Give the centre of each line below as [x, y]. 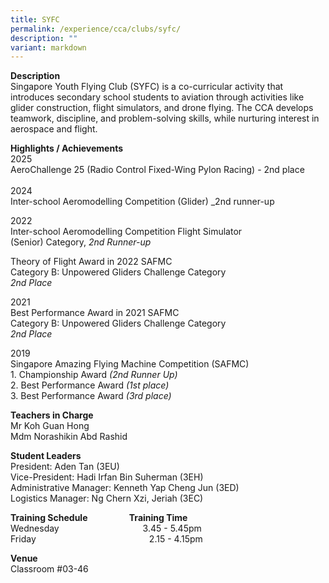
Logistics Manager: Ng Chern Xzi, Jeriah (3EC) [107, 498]
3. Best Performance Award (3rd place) [91, 396]
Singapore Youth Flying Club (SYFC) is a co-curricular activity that [147, 87]
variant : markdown [48, 47]
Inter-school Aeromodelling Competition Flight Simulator [126, 232]
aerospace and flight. [54, 129]
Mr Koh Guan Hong [50, 426]
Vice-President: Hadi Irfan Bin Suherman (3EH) [107, 477]
